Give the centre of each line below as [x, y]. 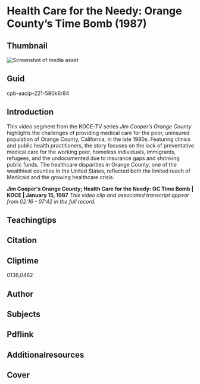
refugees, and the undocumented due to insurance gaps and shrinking [93, 158]
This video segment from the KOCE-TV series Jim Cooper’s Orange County [99, 126]
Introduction [30, 112]
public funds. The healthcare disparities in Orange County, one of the [92, 164]
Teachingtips [32, 220]
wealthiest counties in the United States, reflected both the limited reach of [99, 171]
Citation [22, 240]
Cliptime [23, 261]
